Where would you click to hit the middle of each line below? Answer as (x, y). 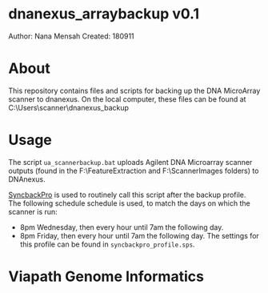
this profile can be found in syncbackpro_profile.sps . (107, 244)
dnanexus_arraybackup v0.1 (104, 14)
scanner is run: (33, 211)
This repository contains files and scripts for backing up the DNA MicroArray (134, 90)
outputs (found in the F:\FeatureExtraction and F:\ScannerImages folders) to (134, 171)
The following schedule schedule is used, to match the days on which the (129, 203)
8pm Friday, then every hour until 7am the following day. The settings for (140, 235)
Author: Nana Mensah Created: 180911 (71, 36)
